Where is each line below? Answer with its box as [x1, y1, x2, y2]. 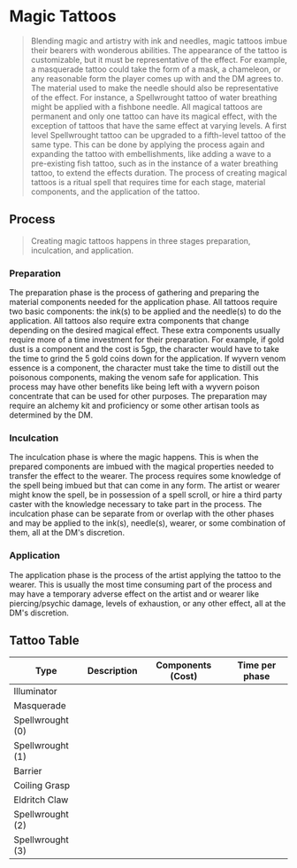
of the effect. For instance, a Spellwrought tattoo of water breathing [30, 91, 278, 103]
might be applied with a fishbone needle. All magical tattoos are [30, 101, 263, 112]
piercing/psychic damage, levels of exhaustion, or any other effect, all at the [9, 598, 286, 608]
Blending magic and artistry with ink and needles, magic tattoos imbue [30, 35, 287, 46]
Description [87, 665, 138, 677]
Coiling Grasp [13, 779, 71, 792]
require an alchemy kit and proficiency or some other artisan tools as [9, 401, 260, 411]
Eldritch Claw [13, 794, 69, 806]
